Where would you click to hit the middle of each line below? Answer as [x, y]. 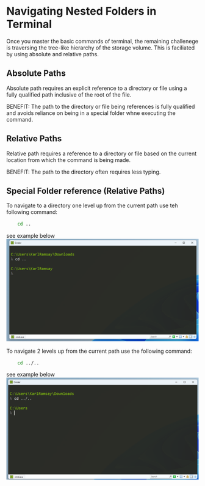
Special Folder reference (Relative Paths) [86, 191]
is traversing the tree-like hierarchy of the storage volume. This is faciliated [101, 48]
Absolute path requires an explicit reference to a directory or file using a [97, 88]
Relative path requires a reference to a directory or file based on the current [102, 153]
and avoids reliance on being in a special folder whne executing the [91, 113]
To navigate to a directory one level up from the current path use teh [92, 205]
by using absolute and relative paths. [52, 54]
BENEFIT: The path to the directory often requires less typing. [84, 172]
